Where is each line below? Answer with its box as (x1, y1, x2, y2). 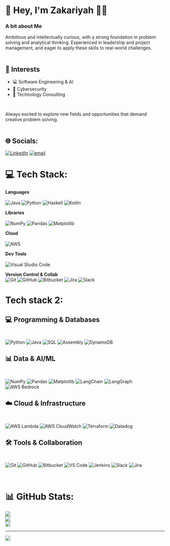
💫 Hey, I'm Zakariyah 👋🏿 (5, 5, 108, 16)
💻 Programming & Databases (5, 315, 100, 324)
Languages (5, 189, 29, 195)
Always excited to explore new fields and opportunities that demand (5, 111, 147, 117)
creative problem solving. (5, 117, 58, 123)
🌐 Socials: (5, 136, 38, 145)
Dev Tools (5, 251, 27, 257)
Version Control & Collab (5, 271, 58, 278)
